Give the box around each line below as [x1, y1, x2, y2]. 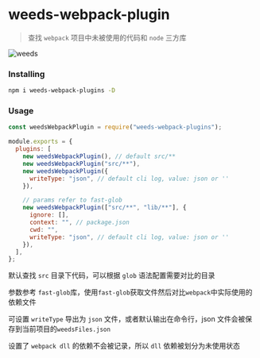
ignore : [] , [29, 211, 69, 219]
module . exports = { [8, 137, 73, 146]
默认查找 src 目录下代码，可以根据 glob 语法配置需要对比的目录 [8, 271, 215, 280]
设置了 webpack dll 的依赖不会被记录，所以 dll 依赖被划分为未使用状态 [8, 341, 240, 351]
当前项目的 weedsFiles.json [21, 324, 111, 334]
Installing [8, 68, 45, 79]
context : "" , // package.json [29, 218, 130, 227]
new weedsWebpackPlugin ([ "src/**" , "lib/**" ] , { [22, 204, 187, 212]
